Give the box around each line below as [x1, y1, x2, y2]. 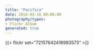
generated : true [5, 26, 39, 31]
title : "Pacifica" [5, 7, 43, 12]
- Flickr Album [5, 21, 37, 26]
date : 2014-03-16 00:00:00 [5, 12, 61, 17]
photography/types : [5, 16, 46, 21]
